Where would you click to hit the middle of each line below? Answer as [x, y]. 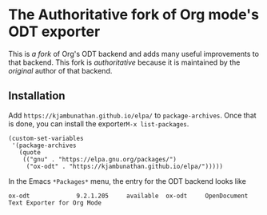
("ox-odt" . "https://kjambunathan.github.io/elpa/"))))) [125, 166]
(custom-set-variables [46, 138]
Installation [37, 96]
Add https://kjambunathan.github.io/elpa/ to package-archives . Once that [133, 115]
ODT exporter [54, 32]
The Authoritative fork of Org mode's [134, 15]
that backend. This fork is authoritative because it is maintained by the [124, 62]
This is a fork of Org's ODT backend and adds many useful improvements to [134, 54]
